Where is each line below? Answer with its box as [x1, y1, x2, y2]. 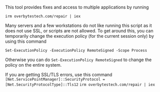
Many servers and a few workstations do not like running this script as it [5, 22, 152, 28]
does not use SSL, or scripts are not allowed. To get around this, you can [5, 28, 154, 34]
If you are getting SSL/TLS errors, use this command [5, 72, 112, 78]
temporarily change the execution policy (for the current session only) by [5, 33, 155, 39]
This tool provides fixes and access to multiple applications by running [5, 4, 149, 10]
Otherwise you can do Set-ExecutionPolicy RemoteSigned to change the [5, 57, 152, 63]
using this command [5, 38, 47, 44]
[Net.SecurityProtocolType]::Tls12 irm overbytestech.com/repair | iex [5, 82, 155, 87]
